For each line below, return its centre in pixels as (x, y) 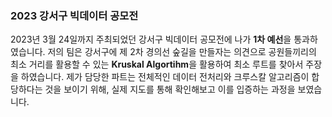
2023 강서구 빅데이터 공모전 (74, 15)
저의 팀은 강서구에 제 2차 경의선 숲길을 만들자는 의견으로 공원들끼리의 (182, 52)
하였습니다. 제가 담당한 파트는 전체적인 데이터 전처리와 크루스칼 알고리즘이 (165, 77)
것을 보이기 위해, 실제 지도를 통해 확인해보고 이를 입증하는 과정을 (170, 89)
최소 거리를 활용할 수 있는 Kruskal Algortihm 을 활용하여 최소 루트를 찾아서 (157, 64)
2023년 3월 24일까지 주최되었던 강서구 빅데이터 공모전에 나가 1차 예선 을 (151, 39)
